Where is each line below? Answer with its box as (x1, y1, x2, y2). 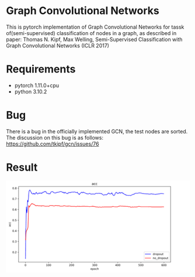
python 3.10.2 (14, 88, 47, 95)
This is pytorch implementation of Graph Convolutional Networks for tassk (6, 23, 184, 30)
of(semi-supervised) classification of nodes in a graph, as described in (6, 29, 177, 36)
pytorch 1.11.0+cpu (14, 82, 60, 89)
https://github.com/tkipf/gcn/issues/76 (6, 140, 99, 147)
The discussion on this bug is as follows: (6, 134, 104, 141)
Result (6, 161, 38, 174)
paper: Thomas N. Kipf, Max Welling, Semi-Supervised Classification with (6, 36, 183, 43)
